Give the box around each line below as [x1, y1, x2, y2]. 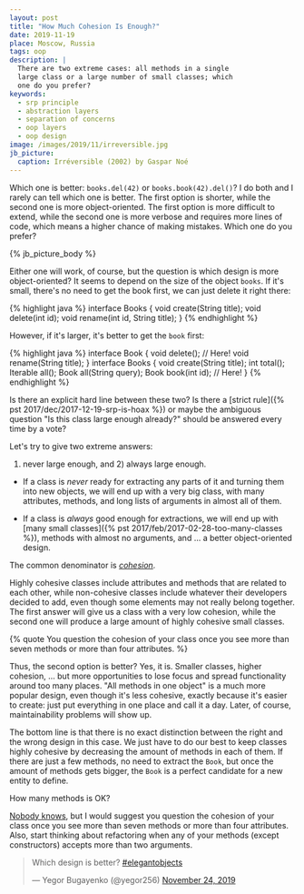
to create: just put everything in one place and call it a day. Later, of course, [9, 699, 292, 710]
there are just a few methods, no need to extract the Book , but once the [9, 756, 274, 767]
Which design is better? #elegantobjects [31, 857, 183, 868]
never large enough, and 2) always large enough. [22, 458, 207, 469]
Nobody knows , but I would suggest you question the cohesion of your [9, 810, 275, 821]
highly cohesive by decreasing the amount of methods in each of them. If [9, 746, 284, 757]
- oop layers [17, 124, 67, 133]
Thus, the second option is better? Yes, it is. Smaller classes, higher [9, 660, 262, 671]
